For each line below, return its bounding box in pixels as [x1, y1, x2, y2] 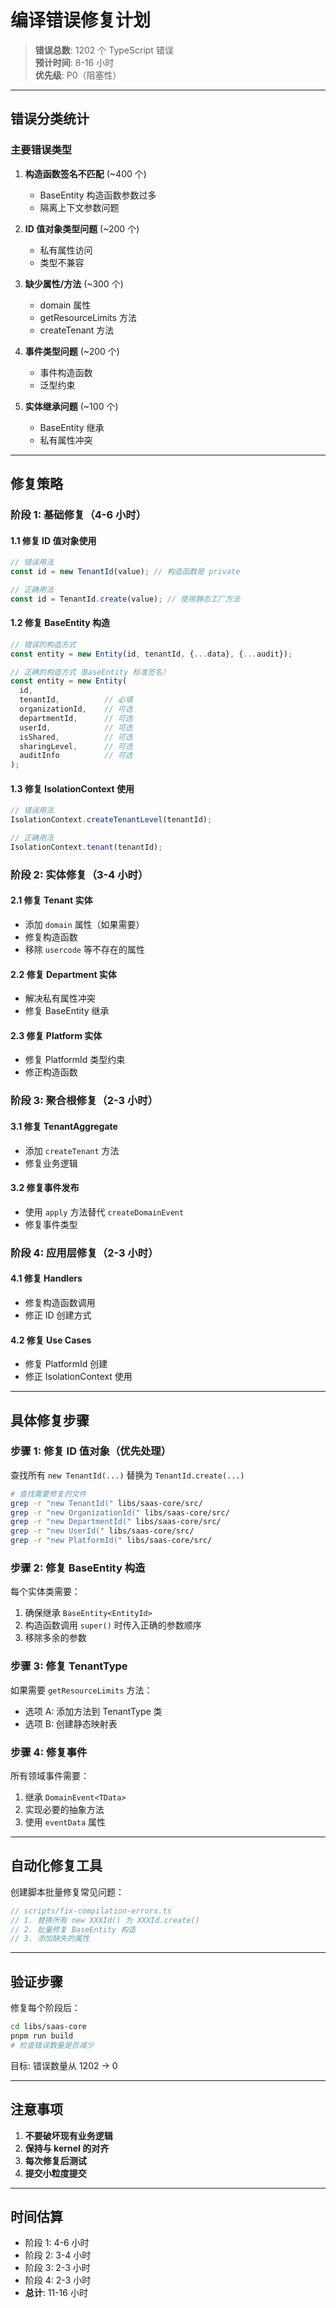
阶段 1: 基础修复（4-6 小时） [10, 507, 147, 521]
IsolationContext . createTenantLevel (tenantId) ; [10, 815, 213, 825]
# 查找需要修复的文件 [10, 1489, 87, 1499]
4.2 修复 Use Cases [10, 1334, 92, 1346]
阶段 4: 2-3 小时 [24, 2274, 92, 2286]
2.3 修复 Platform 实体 [10, 1029, 103, 1041]
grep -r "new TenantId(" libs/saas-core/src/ [10, 1498, 203, 1508]
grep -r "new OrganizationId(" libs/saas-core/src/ [10, 1507, 230, 1518]
